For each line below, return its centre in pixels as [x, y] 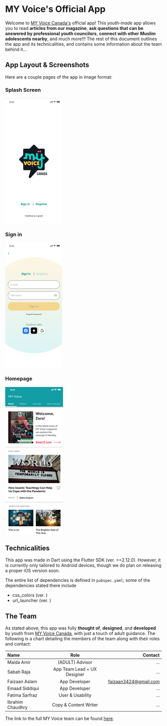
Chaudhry [17, 708]
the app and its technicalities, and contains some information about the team [83, 44]
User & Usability [75, 695]
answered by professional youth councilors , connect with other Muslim [81, 33]
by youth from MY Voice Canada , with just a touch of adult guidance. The [80, 634]
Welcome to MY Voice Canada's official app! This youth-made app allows [81, 23]
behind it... [16, 49]
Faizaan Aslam [22, 681]
